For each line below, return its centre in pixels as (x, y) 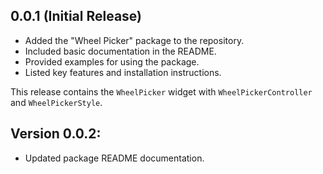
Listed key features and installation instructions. (123, 72)
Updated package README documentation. (114, 158)
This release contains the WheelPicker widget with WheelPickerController (161, 91)
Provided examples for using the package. (112, 61)
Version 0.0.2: (56, 134)
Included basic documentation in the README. (120, 51)
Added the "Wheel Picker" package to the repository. (134, 40)
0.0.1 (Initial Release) (76, 16)
